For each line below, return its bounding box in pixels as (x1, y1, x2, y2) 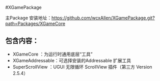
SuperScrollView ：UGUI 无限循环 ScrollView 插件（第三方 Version (12, 64, 152, 70)
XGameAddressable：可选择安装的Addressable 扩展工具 (12, 57, 131, 63)
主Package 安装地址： (5, 15, 52, 21)
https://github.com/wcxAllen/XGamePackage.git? (51, 15, 155, 21)
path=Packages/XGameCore (5, 20, 65, 26)
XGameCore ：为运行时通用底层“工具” (12, 51, 93, 57)
